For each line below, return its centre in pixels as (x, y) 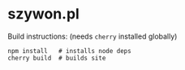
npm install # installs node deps (69, 51)
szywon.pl (44, 14)
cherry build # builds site (57, 58)
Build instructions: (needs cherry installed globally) (92, 36)
